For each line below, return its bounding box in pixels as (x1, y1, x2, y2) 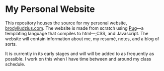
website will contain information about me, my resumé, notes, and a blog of (5, 36, 160, 42)
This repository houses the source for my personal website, (5, 20, 127, 26)
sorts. (5, 41, 17, 47)
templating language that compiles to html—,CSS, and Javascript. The (5, 30, 149, 36)
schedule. (5, 61, 26, 67)
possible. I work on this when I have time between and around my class (5, 56, 152, 62)
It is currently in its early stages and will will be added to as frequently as (5, 51, 154, 57)
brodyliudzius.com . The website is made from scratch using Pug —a (5, 25, 144, 31)
